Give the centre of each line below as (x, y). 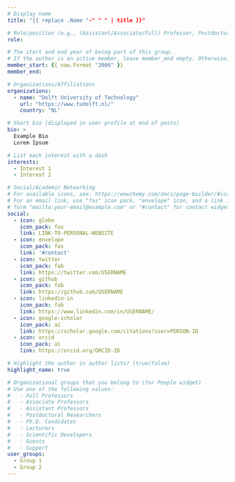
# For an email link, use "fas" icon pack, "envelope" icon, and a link (115, 201)
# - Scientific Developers (50, 435)
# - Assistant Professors (48, 409)
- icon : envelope (39, 240)
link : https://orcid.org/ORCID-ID (70, 351)
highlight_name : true (39, 370)
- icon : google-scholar (48, 318)
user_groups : (26, 454)
